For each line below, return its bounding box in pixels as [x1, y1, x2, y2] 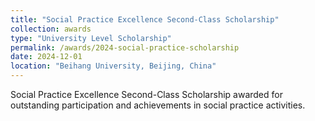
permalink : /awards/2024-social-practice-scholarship [10, 42, 240, 53]
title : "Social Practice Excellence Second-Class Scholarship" [10, 14, 280, 25]
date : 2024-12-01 [10, 52, 83, 62]
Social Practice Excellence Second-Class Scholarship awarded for [10, 89, 283, 100]
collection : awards [10, 24, 92, 34]
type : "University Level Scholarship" [10, 33, 172, 43]
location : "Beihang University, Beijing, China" [10, 61, 217, 71]
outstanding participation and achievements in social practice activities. [10, 99, 306, 111]
